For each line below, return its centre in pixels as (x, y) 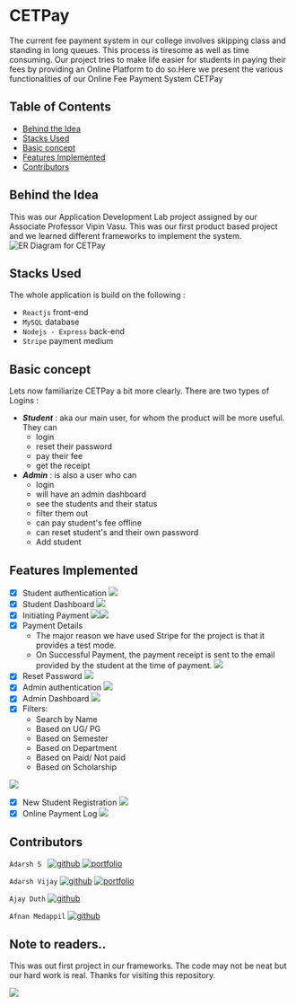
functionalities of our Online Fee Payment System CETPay (116, 78)
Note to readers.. (58, 944)
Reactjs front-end (55, 313)
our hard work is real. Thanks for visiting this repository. (113, 975)
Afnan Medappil (38, 917)
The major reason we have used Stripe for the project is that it (150, 636)
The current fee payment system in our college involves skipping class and (148, 40)
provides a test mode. (76, 645)
